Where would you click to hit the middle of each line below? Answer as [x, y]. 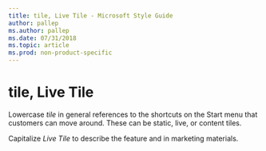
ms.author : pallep [39, 30]
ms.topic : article [39, 46]
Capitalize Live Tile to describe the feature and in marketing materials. [123, 138]
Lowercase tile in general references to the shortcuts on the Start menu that [133, 114]
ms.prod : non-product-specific [60, 53]
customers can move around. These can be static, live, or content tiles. [125, 123]
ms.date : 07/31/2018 [43, 38]
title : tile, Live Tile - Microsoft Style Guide [91, 16]
